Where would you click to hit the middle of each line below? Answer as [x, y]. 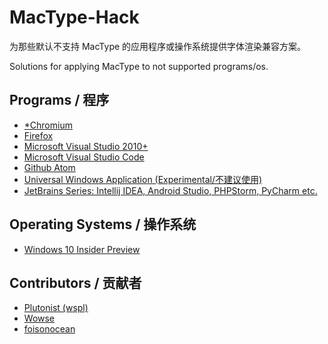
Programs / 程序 [59, 100]
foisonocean [49, 329]
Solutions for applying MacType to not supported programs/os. [139, 66]
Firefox [38, 135]
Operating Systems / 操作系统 [103, 224]
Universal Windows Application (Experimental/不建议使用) [143, 179]
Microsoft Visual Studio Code [84, 157]
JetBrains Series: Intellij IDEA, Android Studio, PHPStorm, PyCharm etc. [170, 190]
